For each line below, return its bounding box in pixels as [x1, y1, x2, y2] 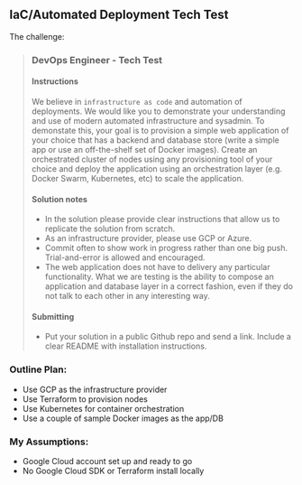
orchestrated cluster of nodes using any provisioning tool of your [31, 154, 273, 164]
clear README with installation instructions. [44, 340, 207, 351]
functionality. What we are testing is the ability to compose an [44, 271, 275, 283]
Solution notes [31, 193, 88, 204]
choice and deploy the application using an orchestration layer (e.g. [31, 163, 282, 174]
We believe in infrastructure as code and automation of [31, 96, 243, 107]
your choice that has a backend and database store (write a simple [31, 135, 279, 145]
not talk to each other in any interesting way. [44, 291, 210, 302]
